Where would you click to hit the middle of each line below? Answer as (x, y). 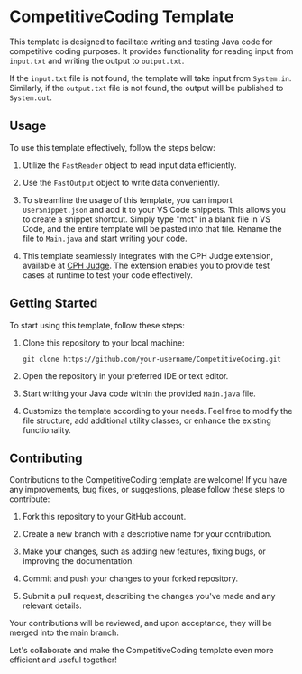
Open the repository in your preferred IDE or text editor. (125, 375)
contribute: (30, 499)
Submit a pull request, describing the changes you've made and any (149, 596)
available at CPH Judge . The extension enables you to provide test (146, 265)
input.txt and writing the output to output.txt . (97, 60)
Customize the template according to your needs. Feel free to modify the (157, 411)
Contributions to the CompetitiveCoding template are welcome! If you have (148, 480)
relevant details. (52, 605)
